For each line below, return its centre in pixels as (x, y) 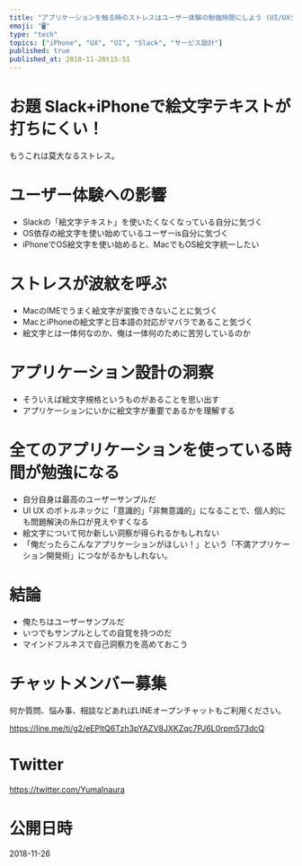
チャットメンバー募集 (88, 683)
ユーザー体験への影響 (88, 195)
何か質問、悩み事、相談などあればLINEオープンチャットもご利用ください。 (147, 710)
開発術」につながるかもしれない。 (109, 555)
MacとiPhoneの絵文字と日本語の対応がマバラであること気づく (138, 322)
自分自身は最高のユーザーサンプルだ (89, 499)
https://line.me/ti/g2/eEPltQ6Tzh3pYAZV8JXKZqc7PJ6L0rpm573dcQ (137, 728)
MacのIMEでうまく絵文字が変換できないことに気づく (120, 310)
